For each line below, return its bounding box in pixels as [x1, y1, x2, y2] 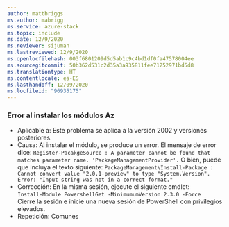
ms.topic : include [7, 29, 60, 37]
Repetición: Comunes [17, 212, 79, 221]
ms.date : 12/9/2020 [7, 36, 64, 43]
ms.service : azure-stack [7, 23, 79, 30]
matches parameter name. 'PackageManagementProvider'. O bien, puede [17, 155, 221, 164]
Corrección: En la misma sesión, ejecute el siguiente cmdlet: [17, 183, 190, 191]
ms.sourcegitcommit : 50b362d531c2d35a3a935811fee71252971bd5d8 [7, 62, 194, 69]
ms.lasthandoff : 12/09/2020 [7, 81, 89, 88]
